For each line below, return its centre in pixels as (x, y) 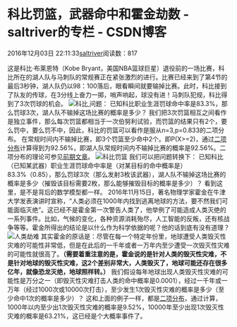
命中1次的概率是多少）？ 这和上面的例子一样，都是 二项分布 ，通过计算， (117, 298)
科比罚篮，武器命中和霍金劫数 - (98, 15)
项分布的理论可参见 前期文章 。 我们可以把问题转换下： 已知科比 (115, 156)
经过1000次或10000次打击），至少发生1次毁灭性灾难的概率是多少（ (122, 289)
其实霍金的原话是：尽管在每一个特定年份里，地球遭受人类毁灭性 (133, 236)
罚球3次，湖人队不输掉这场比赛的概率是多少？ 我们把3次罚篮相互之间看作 (120, 112)
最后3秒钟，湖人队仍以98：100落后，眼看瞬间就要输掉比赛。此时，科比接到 (117, 86)
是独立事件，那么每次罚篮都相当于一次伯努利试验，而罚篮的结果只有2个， (114, 121)
